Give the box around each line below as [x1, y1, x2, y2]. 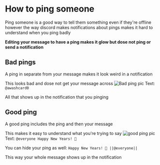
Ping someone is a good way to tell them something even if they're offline [5, 19, 151, 25]
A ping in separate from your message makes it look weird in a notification [5, 71, 153, 77]
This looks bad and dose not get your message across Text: [5, 80, 155, 86]
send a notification [5, 44, 44, 50]
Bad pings [5, 58, 36, 66]
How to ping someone [5, 3, 95, 15]
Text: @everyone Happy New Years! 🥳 [5, 135, 77, 141]
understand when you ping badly [5, 30, 71, 35]
